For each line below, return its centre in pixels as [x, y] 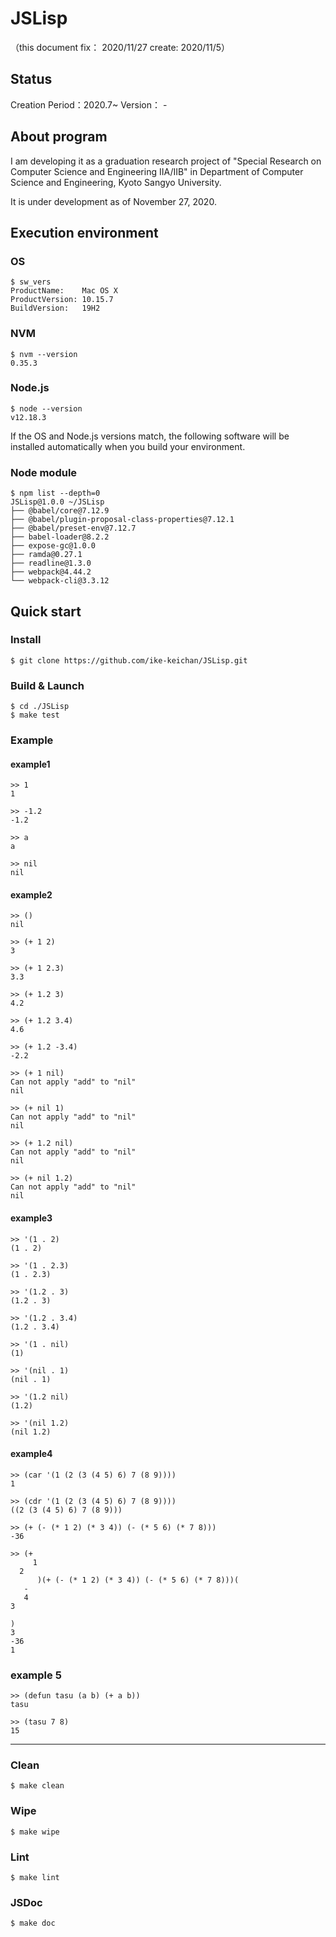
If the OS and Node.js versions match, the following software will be [150, 436]
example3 [31, 1218]
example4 [31, 1454]
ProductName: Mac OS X [64, 291]
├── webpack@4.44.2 [51, 572]
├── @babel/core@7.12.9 [60, 511]
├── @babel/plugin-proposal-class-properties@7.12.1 [122, 520]
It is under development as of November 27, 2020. [113, 201]
